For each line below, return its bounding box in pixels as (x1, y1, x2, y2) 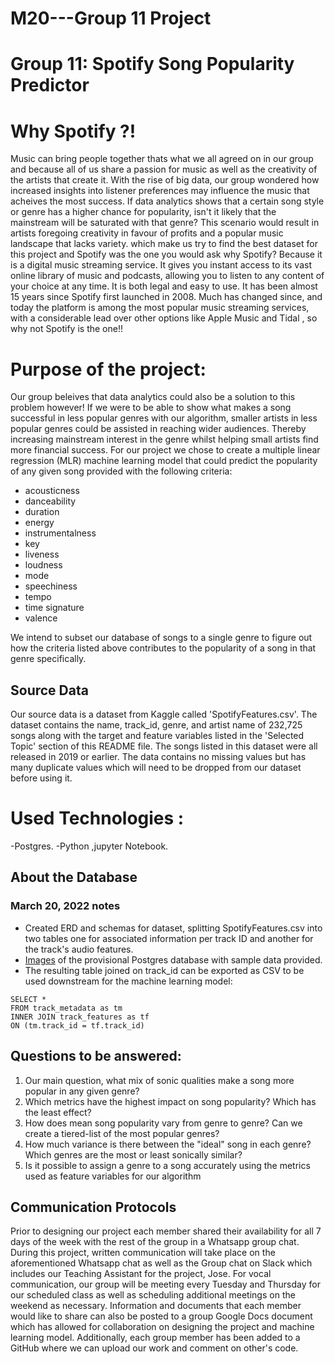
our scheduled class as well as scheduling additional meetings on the (10, 1289, 296, 1301)
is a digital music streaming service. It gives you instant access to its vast (10, 259, 313, 271)
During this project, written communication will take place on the (10, 1247, 276, 1259)
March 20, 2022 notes (10, 899, 121, 913)
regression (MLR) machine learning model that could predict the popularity (10, 455, 318, 467)
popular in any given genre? (24, 1085, 140, 1097)
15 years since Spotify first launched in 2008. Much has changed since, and (10, 291, 323, 303)
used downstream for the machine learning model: (24, 975, 233, 987)
